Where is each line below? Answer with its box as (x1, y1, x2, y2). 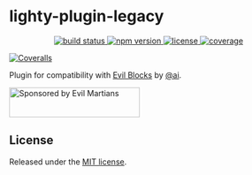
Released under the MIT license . (9, 156, 127, 167)
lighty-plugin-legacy (9, 6, 164, 27)
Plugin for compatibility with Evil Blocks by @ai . (9, 69, 182, 80)
